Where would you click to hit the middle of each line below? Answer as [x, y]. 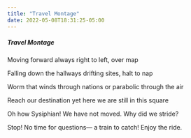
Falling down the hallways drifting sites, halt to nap [80, 73]
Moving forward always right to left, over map [73, 60]
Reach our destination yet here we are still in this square [88, 100]
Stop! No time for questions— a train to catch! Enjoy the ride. [95, 128]
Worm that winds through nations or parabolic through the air [95, 87]
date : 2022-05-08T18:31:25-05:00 [56, 20]
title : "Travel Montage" [43, 14]
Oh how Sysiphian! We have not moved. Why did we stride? [93, 114]
